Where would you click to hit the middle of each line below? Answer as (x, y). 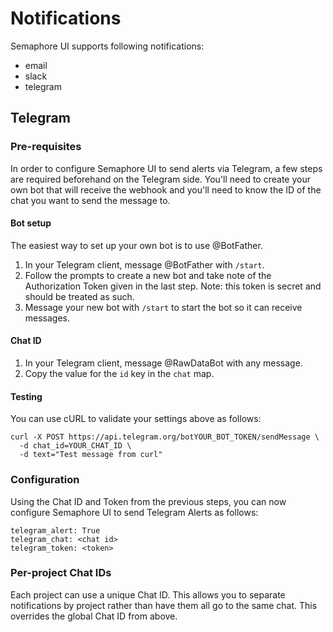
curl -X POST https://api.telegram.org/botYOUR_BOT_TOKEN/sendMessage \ (165, 437)
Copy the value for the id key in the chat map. (119, 374)
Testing (26, 396)
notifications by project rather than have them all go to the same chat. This (164, 605)
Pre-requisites (46, 147)
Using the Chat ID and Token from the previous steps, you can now (148, 501)
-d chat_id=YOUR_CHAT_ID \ (75, 446)
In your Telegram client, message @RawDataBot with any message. (163, 363)
